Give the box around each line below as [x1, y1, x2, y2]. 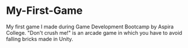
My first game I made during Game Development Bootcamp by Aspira [6, 23, 174, 30]
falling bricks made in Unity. [6, 35, 73, 42]
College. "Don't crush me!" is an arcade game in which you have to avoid [6, 29, 183, 36]
